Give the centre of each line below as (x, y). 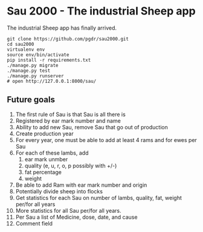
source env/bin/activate (38, 55)
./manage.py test (29, 71)
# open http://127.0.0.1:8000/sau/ (52, 81)
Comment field (34, 223)
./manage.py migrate (33, 65)
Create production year (45, 134)
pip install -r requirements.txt (49, 60)
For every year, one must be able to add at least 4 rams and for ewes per (106, 140)
